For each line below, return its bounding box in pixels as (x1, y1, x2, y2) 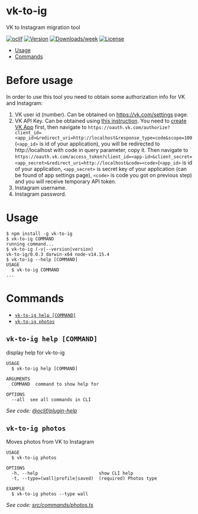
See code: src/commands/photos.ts (6, 502, 93, 509)
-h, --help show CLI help (11, 470, 134, 477)
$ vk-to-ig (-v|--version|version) (6, 246, 94, 252)
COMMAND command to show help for (11, 381, 99, 387)
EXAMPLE (6, 486, 25, 492)
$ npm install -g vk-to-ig (6, 231, 73, 237)
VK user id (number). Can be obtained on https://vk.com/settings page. (14, 111, 189, 118)
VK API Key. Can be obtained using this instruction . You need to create (14, 117, 187, 124)
